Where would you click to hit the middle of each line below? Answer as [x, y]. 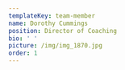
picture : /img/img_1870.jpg [56, 46]
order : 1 [23, 53]
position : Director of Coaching [62, 31]
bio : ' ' [23, 38]
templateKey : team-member [52, 16]
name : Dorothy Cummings [48, 23]
